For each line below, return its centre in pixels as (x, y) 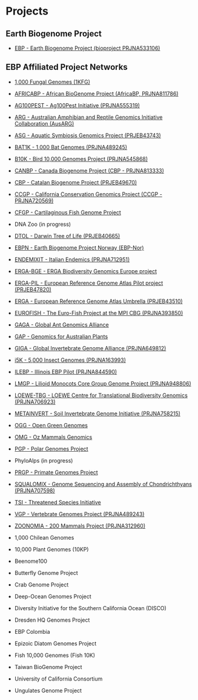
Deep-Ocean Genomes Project (53, 596)
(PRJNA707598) (35, 491)
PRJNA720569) (34, 200)
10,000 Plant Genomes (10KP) (51, 549)
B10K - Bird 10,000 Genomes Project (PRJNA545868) (81, 158)
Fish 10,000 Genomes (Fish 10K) (54, 655)
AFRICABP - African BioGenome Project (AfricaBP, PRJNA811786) (97, 93)
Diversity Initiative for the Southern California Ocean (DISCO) (91, 608)
